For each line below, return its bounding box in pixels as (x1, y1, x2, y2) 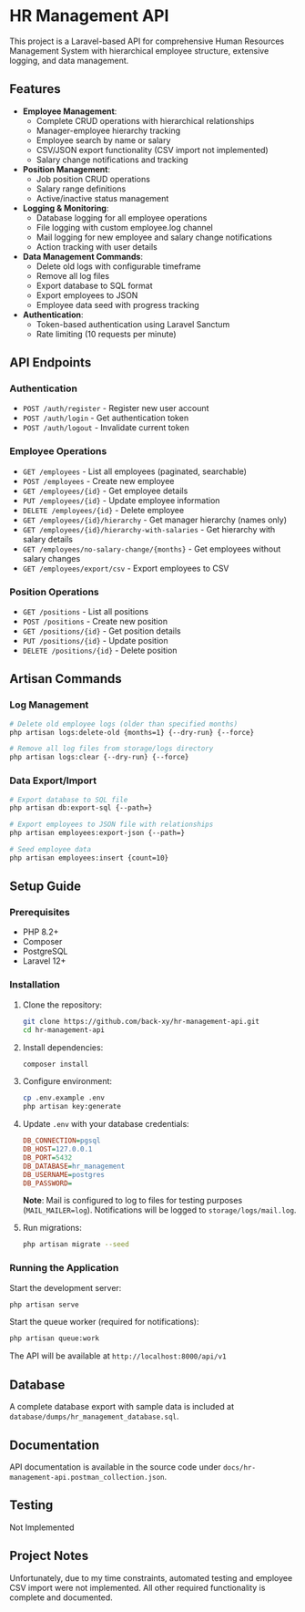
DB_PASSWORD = (22, 1178, 73, 1188)
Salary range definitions (36, 183, 127, 194)
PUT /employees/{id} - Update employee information (22, 494, 220, 506)
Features (9, 81, 61, 97)
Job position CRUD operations (36, 173, 150, 184)
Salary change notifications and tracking (36, 154, 188, 165)
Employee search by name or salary (36, 134, 171, 146)
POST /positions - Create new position (22, 616, 168, 627)
